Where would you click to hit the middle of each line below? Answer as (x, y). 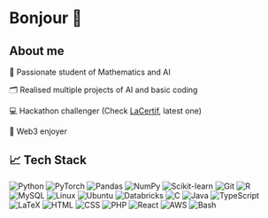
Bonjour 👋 (46, 18)
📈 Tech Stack (48, 160)
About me (37, 51)
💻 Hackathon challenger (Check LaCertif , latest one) (105, 111)
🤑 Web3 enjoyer (38, 131)
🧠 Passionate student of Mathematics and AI (90, 72)
